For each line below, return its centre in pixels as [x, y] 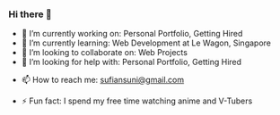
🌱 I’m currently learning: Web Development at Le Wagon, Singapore [146, 43]
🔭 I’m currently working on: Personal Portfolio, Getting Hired [132, 34]
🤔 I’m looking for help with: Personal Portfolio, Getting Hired [131, 62]
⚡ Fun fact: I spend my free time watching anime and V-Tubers [137, 101]
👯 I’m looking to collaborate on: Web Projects [104, 53]
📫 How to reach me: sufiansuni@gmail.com [103, 80]
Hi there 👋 [31, 14]
